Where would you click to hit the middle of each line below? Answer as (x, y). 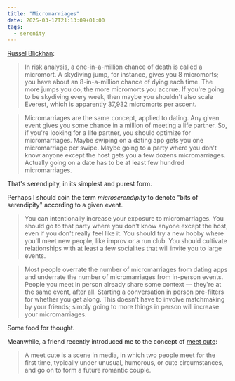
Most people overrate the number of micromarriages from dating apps (126, 270)
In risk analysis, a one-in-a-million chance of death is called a (113, 67)
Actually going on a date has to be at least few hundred (104, 163)
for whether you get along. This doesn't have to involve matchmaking (125, 299)
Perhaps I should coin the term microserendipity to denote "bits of (103, 198)
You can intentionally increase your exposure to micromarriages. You (124, 219)
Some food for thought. (41, 328)
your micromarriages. (55, 314)
